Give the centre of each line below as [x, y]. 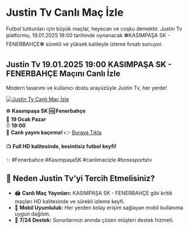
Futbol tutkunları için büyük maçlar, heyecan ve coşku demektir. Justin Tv [94, 29]
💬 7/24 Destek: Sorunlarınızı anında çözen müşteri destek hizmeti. [94, 220]
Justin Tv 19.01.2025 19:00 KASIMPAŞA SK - [89, 65]
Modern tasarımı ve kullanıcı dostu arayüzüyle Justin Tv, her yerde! [87, 88]
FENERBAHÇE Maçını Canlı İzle [63, 74]
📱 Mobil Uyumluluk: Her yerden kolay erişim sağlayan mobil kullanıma [99, 207]
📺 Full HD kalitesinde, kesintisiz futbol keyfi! [61, 146]
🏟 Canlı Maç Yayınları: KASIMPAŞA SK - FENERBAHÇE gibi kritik [94, 193]
